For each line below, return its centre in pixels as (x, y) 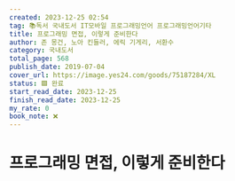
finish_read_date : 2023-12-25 (65, 100)
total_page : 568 (39, 59)
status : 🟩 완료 (37, 83)
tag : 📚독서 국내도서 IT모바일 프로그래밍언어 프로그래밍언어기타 (110, 26)
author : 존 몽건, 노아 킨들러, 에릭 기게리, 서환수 (92, 42)
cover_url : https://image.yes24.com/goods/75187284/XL (113, 75)
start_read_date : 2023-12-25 (63, 91)
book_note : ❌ (34, 116)
